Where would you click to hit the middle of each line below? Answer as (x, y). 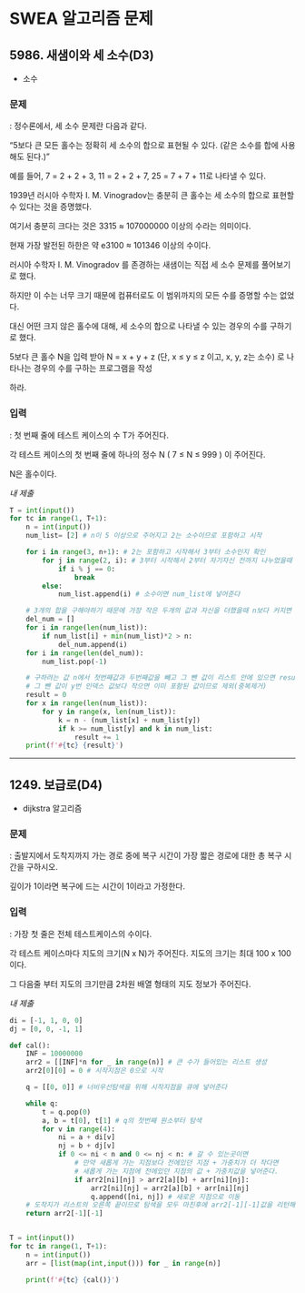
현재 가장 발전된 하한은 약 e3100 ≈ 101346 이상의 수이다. (110, 246)
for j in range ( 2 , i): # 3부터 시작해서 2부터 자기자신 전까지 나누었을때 (167, 561)
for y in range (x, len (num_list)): (109, 712)
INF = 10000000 (54, 1054)
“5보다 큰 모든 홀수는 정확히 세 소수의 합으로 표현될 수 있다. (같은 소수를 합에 (144, 146)
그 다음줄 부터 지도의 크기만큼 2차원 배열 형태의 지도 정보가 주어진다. (130, 984)
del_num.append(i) (93, 644)
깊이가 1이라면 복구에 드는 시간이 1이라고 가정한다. (98, 886)
